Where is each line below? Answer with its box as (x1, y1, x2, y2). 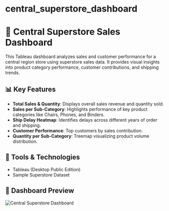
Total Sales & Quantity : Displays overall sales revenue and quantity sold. (12, 100, 164, 107)
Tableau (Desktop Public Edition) (12, 166, 81, 172)
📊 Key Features (5, 85, 56, 93)
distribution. (12, 138, 38, 144)
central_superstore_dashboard (5, 3, 138, 15)
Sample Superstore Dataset (12, 172, 70, 178)
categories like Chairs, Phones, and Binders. (12, 112, 105, 118)
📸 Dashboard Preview (5, 186, 74, 195)
